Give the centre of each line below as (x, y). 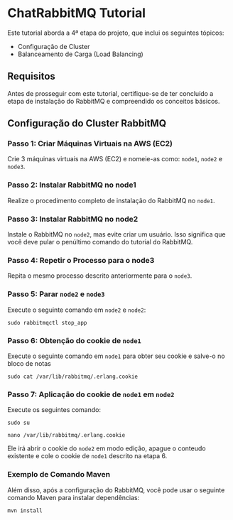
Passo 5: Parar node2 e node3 (56, 294)
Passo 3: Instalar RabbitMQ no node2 (73, 219)
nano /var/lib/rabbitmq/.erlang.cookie (66, 435)
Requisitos (31, 76)
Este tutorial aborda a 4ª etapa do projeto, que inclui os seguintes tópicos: (116, 33)
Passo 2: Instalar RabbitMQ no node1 (72, 185)
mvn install (25, 510)
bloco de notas (29, 363)
